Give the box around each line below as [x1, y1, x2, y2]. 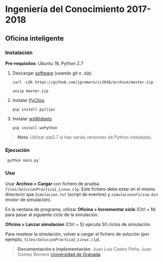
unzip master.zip [12, 88, 49, 93]
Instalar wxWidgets [12, 115, 52, 121]
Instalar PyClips [12, 97, 45, 103]
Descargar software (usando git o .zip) [12, 70, 92, 76]
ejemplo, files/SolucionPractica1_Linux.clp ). [5, 236, 101, 242]
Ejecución [5, 146, 30, 153]
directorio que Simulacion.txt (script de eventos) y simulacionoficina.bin [5, 191, 159, 197]
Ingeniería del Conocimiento [5, 3, 125, 15]
